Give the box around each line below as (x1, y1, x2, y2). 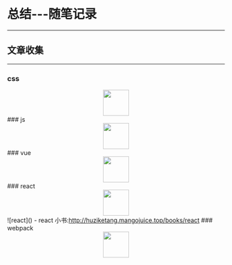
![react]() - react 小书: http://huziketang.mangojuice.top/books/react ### (7, 216, 213, 225)
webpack (7, 224, 34, 232)
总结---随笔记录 (7, 6, 97, 22)
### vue (7, 149, 31, 157)
